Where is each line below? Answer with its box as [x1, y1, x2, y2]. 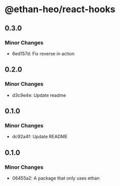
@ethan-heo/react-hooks [5, 4, 115, 15]
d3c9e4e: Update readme [12, 92, 66, 98]
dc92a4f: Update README [12, 134, 68, 140]
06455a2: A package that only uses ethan [12, 175, 100, 181]
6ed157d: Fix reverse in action [12, 50, 74, 56]
